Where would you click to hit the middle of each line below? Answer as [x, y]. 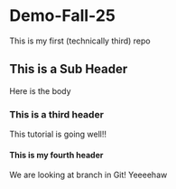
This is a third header [56, 114]
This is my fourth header [56, 155]
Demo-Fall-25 [62, 16]
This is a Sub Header [69, 69]
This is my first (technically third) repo [80, 41]
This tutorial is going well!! [58, 134]
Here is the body [40, 90]
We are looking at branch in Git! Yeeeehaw [88, 175]
